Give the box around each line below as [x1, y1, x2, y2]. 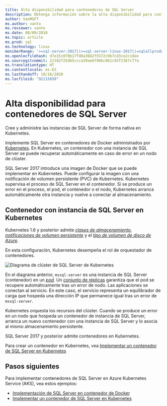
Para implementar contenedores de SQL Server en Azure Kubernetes [5, 375, 147, 381]
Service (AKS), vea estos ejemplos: [5, 381, 78, 387]
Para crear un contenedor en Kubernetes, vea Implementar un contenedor [5, 342, 157, 348]
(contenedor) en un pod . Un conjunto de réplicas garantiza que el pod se [5, 276, 155, 283]
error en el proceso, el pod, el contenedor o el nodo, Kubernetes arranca [5, 186, 154, 192]
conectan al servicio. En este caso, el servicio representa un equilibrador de [5, 287, 161, 293]
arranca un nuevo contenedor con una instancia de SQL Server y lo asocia [5, 318, 158, 324]
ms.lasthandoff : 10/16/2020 [5, 72, 64, 77]
